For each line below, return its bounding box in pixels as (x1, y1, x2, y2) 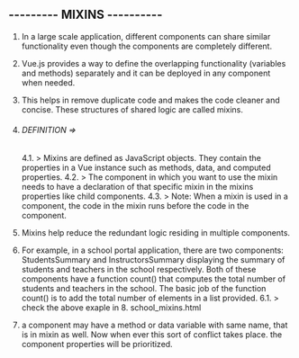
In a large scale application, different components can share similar (21, 31, 271, 41)
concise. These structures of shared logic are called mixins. (21, 103, 244, 115)
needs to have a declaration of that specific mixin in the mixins (21, 182, 254, 192)
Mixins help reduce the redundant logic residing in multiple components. (21, 228, 290, 238)
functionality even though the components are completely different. (21, 40, 272, 51)
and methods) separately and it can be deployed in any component (21, 67, 271, 78)
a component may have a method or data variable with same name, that (21, 319, 288, 331)
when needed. (21, 76, 76, 88)
